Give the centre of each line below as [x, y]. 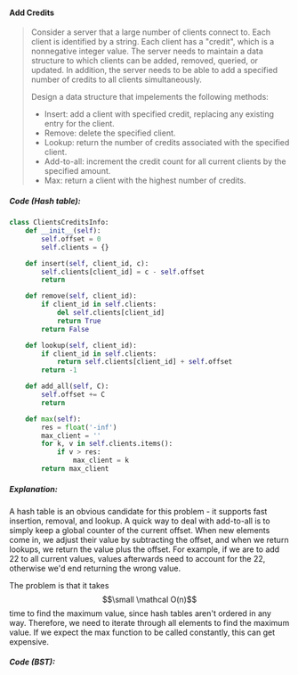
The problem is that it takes [59, 585]
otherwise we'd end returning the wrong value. [95, 568]
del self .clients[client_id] [111, 313]
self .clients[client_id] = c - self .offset [123, 272]
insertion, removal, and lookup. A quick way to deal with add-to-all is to [140, 521]
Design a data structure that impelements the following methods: [149, 97]
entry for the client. [80, 124]
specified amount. [77, 171]
